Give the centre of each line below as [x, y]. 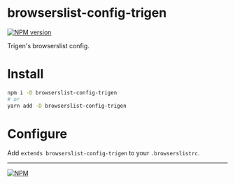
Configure [37, 134]
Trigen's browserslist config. [48, 45]
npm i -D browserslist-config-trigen [62, 92]
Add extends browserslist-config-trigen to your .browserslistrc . [104, 153]
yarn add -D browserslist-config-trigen [67, 106]
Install [26, 74]
